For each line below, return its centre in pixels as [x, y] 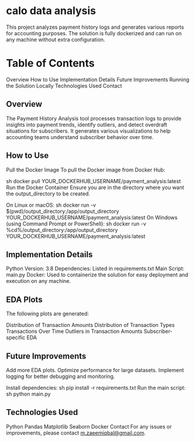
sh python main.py [28, 394]
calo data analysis [51, 11]
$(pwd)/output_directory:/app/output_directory [63, 211]
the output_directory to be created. [48, 193]
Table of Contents [50, 63]
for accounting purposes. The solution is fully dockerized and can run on [94, 33]
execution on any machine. [39, 281]
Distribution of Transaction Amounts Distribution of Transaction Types [90, 325]
